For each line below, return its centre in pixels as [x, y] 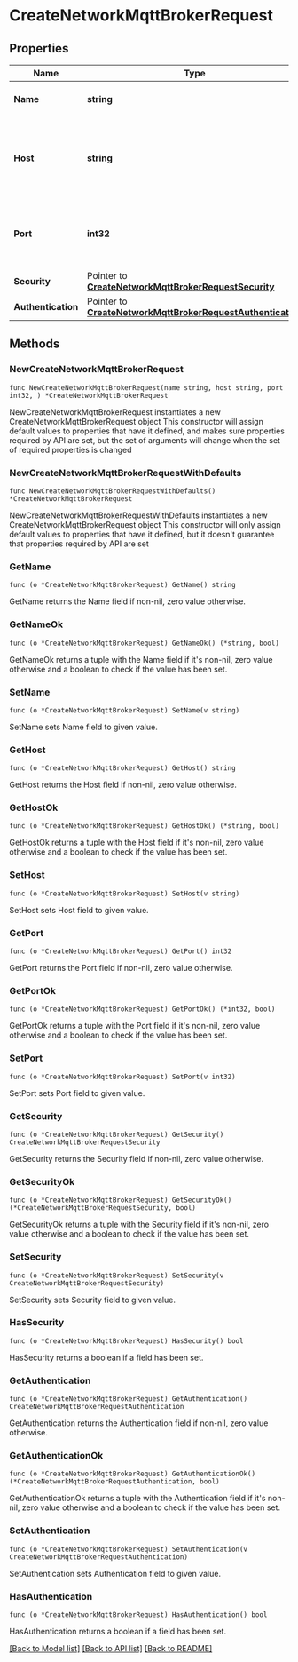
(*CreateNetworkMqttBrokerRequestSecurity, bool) [103, 1208]
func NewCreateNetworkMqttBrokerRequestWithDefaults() [113, 491]
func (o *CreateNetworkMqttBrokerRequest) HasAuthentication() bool [138, 1615]
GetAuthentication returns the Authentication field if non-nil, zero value [139, 1423]
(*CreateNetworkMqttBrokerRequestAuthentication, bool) [114, 1482]
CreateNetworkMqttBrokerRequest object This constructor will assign [136, 421]
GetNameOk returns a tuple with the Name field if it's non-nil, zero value [141, 659]
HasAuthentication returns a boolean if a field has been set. [118, 1632]
